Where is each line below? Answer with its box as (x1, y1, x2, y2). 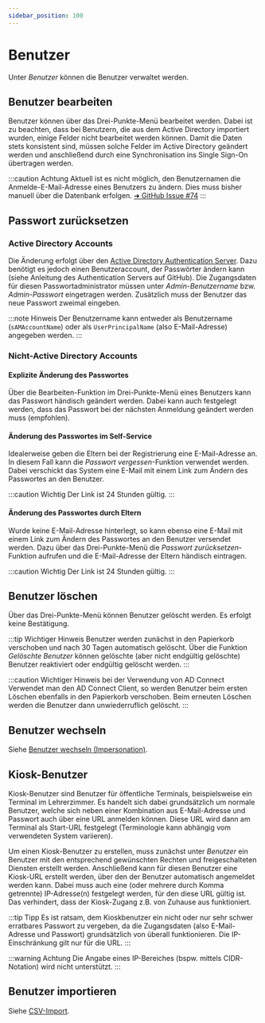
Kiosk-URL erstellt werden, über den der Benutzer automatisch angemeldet (8, 872, 255, 881)
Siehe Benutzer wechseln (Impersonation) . (8, 745, 148, 754)
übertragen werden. (8, 158, 74, 168)
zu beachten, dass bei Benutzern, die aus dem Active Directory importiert (8, 125, 249, 134)
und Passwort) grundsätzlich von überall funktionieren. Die (37, 930, 230, 939)
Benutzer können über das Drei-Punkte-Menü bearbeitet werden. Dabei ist (8, 116, 253, 126)
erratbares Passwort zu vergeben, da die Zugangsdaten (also (8, 921, 209, 931)
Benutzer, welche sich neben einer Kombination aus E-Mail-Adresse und (8, 806, 246, 815)
